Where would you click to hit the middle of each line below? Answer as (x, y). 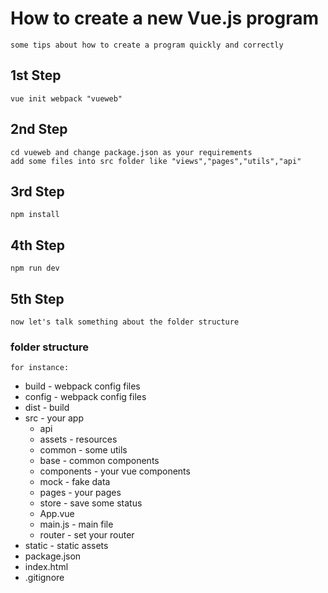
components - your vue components (115, 471)
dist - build (47, 408)
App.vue (57, 514)
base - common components (99, 461)
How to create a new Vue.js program (164, 18)
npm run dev (35, 268)
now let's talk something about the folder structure (125, 322)
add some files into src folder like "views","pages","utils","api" (156, 161)
